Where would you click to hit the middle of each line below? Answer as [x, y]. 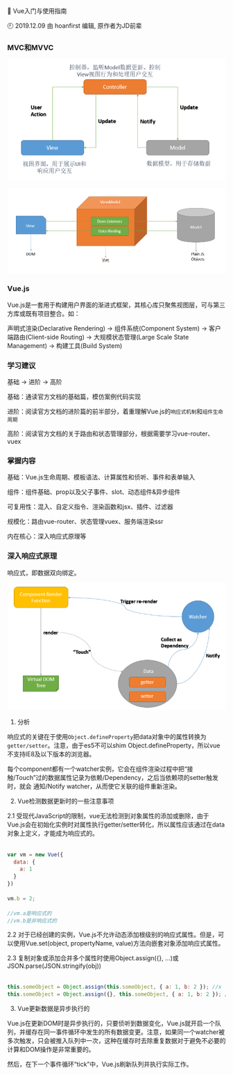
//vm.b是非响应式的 [32, 921]
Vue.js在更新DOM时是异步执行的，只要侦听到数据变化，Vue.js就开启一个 [111, 1024]
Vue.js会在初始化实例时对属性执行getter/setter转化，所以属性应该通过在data [116, 825]
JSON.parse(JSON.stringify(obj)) [54, 966]
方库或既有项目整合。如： [44, 313]
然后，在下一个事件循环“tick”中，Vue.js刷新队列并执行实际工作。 [100, 1065]
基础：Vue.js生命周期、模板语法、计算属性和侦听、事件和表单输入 [101, 477]
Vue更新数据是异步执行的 [53, 1009]
